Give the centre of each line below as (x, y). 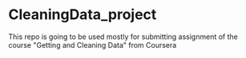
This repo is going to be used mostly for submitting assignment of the (123, 37)
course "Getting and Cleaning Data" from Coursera (93, 44)
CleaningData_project (83, 15)
